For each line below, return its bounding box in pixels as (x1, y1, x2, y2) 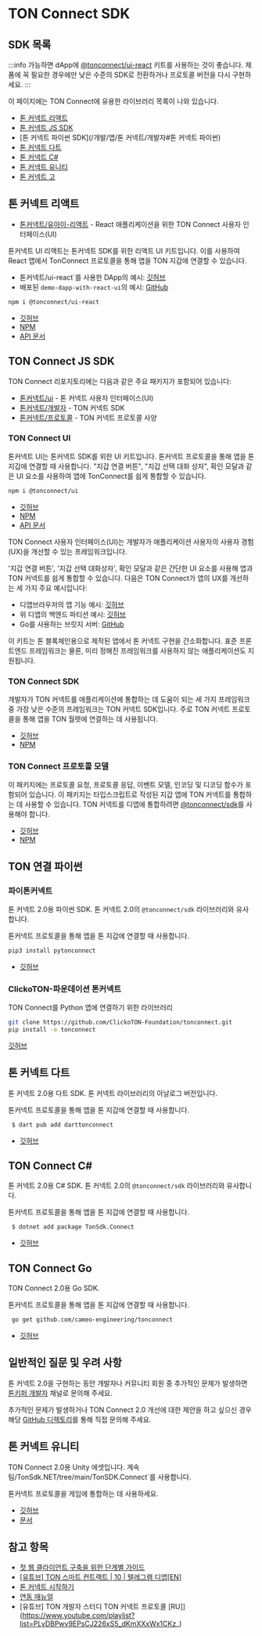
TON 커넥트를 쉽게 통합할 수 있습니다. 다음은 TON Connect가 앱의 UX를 (8, 573, 228, 582)
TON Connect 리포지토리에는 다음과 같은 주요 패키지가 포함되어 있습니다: (8, 376, 232, 385)
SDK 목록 (8, 38, 52, 51)
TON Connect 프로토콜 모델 (8, 761, 109, 772)
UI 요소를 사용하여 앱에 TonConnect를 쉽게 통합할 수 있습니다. (16, 471, 206, 480)
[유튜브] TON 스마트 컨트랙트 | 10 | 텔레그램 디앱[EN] (19, 1572, 182, 1582)
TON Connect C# (8, 1159, 92, 1172)
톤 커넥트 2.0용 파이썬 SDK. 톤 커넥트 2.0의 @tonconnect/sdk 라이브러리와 (8, 904, 235, 914)
